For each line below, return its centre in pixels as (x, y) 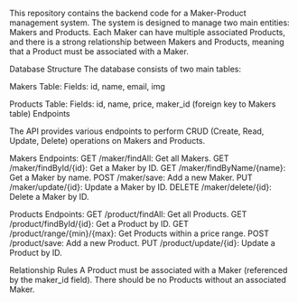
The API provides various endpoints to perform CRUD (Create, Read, (137, 131)
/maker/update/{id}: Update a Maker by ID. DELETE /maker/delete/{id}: (141, 187)
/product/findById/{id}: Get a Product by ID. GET (99, 224)
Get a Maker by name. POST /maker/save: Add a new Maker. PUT (131, 177)
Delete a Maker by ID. (49, 197)
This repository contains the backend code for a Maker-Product (128, 13)
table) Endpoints (40, 113)
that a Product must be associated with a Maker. (99, 52)
